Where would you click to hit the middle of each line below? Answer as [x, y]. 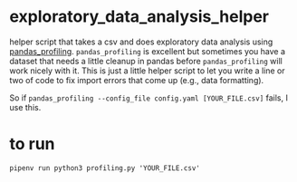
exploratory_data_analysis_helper [139, 17]
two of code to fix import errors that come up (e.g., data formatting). [137, 80]
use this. [25, 107]
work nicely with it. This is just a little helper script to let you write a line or [147, 71]
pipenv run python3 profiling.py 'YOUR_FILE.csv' [105, 168]
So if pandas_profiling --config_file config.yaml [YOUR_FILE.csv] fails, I [148, 98]
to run [33, 144]
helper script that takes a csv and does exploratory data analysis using [141, 42]
